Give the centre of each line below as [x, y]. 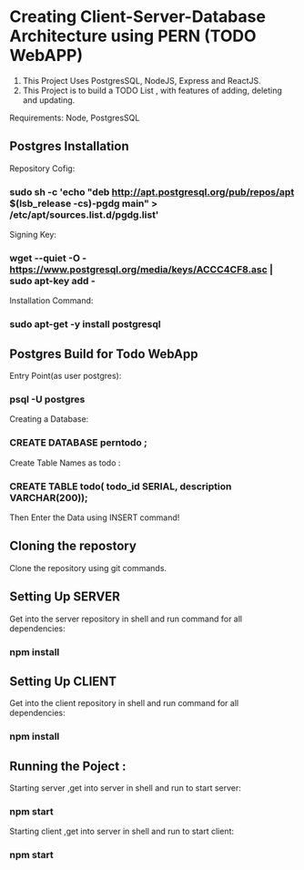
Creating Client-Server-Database [138, 17]
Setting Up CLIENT [63, 681]
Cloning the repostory [73, 546]
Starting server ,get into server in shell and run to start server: [125, 788]
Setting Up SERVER [65, 597]
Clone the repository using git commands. [88, 568]
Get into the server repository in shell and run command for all [126, 619]
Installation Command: [51, 301]
